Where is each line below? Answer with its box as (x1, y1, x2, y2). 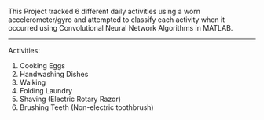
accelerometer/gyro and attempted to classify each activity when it (8, 15, 225, 24)
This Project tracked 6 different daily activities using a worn (8, 7, 201, 16)
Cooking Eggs (19, 61, 65, 70)
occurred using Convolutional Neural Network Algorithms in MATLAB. (8, 24, 233, 32)
